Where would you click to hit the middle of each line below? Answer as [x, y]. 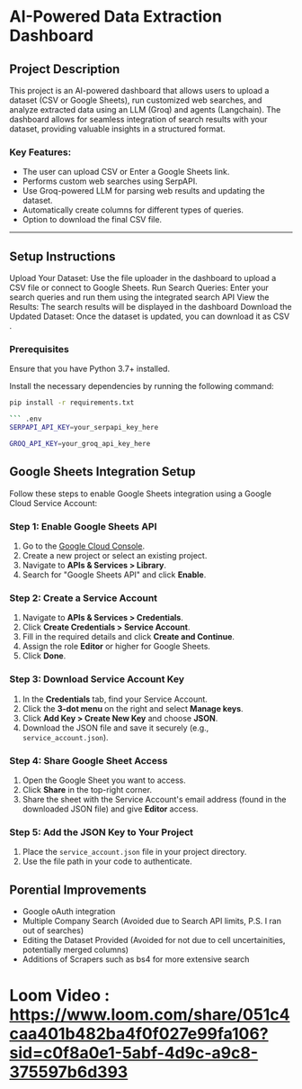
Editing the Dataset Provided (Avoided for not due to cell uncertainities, [154, 940]
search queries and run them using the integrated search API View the [139, 297]
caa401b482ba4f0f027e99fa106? [139, 1034]
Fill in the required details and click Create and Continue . [129, 637]
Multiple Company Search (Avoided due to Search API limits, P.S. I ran [151, 921]
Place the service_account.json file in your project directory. [134, 852]
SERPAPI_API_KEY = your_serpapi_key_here [84, 428]
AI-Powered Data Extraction [116, 17]
